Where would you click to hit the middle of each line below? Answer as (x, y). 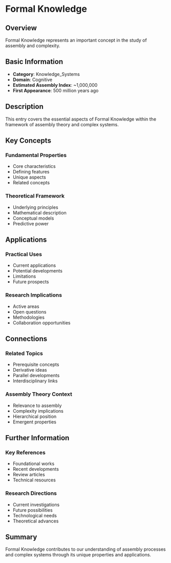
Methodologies (29, 317)
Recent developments (36, 469)
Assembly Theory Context (39, 394)
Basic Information (34, 62)
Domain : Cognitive (33, 80)
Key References (26, 452)
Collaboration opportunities (41, 323)
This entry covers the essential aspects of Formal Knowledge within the (81, 119)
